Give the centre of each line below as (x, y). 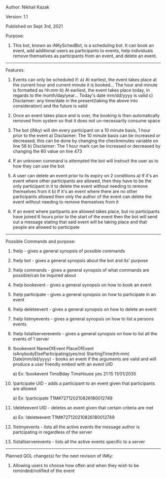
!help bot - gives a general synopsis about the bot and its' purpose (80, 260)
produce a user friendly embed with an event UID (63, 364)
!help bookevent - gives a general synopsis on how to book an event (82, 285)
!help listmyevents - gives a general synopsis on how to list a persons (83, 319)
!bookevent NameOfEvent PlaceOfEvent (53, 348)
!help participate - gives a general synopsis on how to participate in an (84, 294)
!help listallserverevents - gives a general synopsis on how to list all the (85, 334)
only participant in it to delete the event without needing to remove (80, 186)
